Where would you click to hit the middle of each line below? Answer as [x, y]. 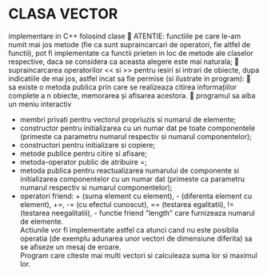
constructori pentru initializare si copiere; [88, 145]
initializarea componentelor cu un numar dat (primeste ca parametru [132, 179]
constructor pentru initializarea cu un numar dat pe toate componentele [137, 128]
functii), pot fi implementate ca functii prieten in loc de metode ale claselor [131, 53]
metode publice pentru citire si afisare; [84, 153]
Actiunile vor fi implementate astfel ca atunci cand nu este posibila [129, 229]
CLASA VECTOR [63, 14]
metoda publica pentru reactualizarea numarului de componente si [130, 170]
